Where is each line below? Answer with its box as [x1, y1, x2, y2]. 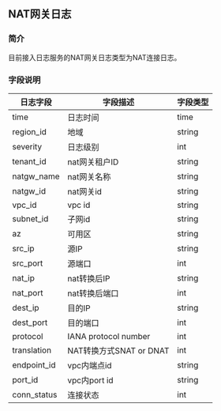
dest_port [12, 317, 48, 328]
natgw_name [12, 171, 61, 182]
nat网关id [67, 186, 103, 197]
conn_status [12, 389, 58, 400]
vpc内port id [67, 375, 114, 386]
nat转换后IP [67, 273, 110, 284]
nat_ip [12, 272, 36, 283]
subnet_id [12, 213, 49, 224]
